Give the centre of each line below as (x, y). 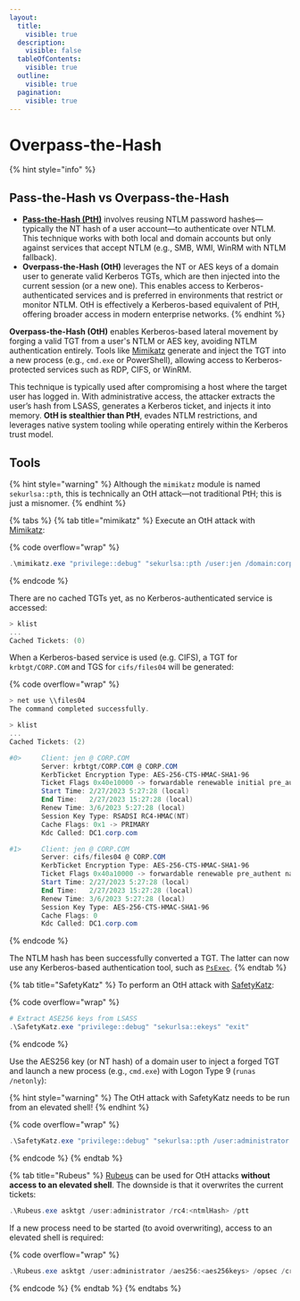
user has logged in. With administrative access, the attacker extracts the (142, 397)
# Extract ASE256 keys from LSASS (74, 1019)
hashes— (246, 219)
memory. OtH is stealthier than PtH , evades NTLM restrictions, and (133, 416)
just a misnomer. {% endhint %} (68, 503)
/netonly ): (28, 1081)
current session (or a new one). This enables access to (123, 286)
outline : (33, 76)
